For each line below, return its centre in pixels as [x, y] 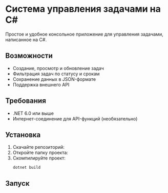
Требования [26, 101]
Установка [23, 135]
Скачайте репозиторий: [39, 147]
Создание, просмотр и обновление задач [58, 68]
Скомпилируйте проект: [39, 158]
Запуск [17, 183]
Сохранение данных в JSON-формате [54, 79]
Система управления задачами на [83, 9]
